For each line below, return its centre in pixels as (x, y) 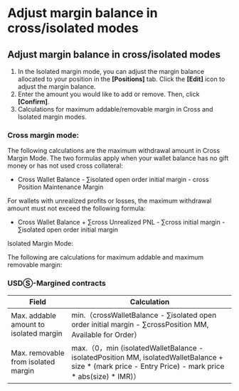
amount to (28, 324)
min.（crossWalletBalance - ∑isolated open (144, 315)
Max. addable (34, 316)
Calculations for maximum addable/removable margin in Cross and (115, 109)
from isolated (33, 362)
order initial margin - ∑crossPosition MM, (140, 324)
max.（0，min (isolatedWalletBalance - (138, 348)
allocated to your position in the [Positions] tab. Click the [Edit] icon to (121, 79)
